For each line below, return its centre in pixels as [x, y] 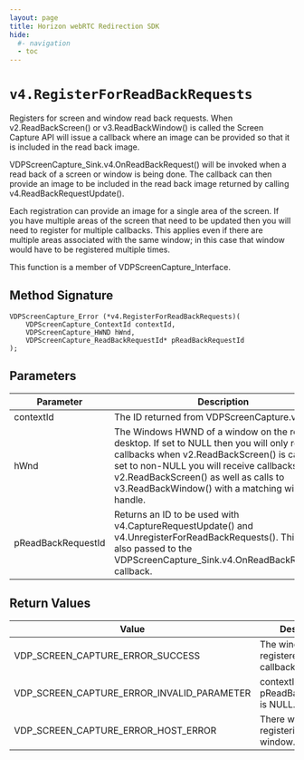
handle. [130, 500]
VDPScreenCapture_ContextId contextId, [101, 324]
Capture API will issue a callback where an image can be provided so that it [150, 138]
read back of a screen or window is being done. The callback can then [141, 174]
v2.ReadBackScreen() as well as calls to [199, 477]
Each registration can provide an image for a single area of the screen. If [144, 211]
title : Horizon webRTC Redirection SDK [85, 26]
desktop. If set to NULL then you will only [201, 443]
